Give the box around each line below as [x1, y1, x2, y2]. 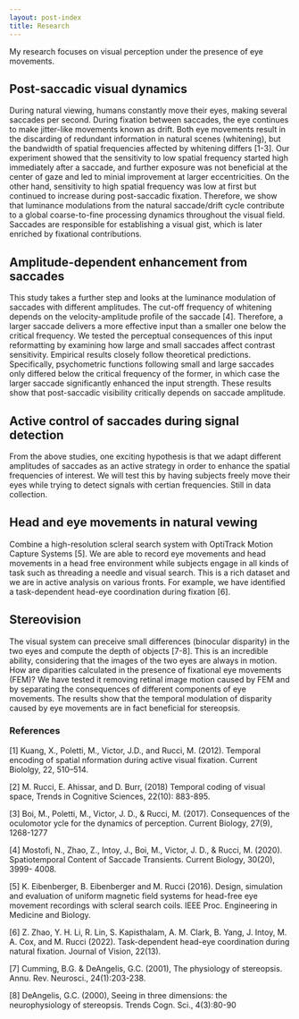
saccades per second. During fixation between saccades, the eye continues [9, 115, 289, 125]
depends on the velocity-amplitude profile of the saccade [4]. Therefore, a [9, 311, 284, 322]
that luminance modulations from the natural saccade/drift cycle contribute [9, 200, 285, 211]
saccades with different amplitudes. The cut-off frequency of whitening [9, 301, 272, 313]
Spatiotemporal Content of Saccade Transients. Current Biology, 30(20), [9, 853, 275, 864]
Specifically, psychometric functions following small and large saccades [9, 359, 275, 369]
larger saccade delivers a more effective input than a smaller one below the [9, 321, 287, 332]
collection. [9, 488, 48, 499]
